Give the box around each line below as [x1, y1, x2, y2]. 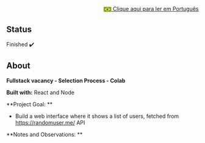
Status [6, 24, 32, 34]
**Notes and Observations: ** [6, 131, 83, 138]
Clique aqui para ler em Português [112, 5, 199, 12]
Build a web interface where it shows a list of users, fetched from [15, 112, 179, 120]
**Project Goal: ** [6, 100, 53, 108]
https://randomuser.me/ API [15, 119, 85, 126]
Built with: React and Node [6, 89, 75, 96]
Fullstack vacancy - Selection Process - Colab [6, 76, 126, 84]
